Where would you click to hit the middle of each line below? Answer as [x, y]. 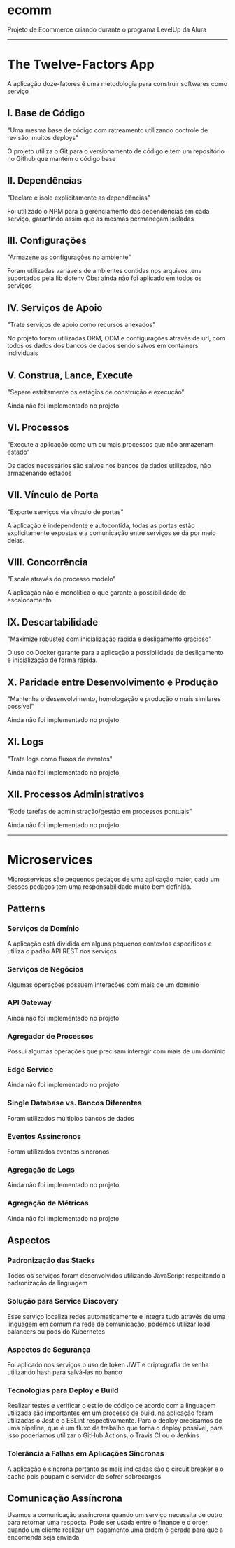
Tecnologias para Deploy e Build [63, 1390]
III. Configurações [47, 240]
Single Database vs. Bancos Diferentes [74, 1103]
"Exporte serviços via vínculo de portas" [65, 512]
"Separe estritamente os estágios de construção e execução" [96, 392]
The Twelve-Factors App [81, 64]
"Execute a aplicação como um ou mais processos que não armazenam [111, 444]
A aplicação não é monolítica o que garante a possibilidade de [97, 593]
